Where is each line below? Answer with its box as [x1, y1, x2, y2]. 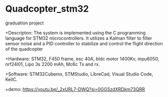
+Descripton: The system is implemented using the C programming [5, 29, 146, 36]
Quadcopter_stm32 [5, 3, 89, 15]
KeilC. [5, 76, 18, 82]
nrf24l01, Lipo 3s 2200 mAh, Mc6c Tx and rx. [5, 61, 100, 67]
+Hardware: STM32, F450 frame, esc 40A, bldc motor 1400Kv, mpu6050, [5, 55, 159, 61]
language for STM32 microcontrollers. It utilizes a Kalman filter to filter [5, 35, 152, 41]
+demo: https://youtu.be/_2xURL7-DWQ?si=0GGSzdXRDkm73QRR [5, 86, 145, 92]
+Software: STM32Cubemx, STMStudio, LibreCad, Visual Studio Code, [5, 71, 153, 77]
